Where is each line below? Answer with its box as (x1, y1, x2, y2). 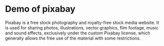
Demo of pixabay (5, 3, 76, 15)
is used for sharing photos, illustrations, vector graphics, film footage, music (5, 24, 159, 30)
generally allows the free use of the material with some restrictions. (5, 35, 141, 41)
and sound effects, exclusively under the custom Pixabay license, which (5, 30, 150, 36)
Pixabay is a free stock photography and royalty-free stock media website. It (5, 20, 160, 25)
